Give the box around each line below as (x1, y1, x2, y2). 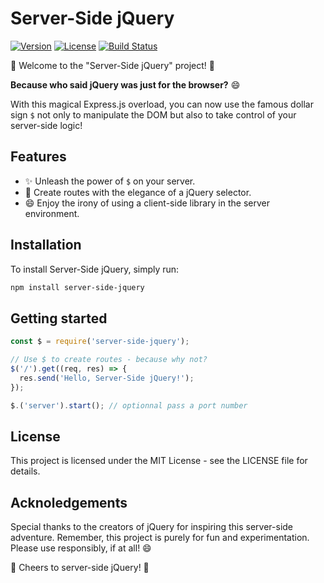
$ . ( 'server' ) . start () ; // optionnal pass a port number (10, 400, 248, 411)
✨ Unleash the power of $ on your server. (24, 175, 196, 187)
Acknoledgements (10, 494, 128, 511)
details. (10, 465, 41, 477)
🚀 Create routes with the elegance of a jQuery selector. (24, 186, 252, 198)
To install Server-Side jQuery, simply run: (10, 263, 180, 275)
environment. (24, 207, 80, 219)
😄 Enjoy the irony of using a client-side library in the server (24, 197, 270, 209)
